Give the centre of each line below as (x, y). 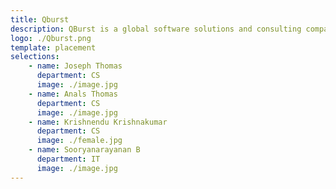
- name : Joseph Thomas (75, 66)
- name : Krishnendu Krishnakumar (98, 122)
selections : (35, 57)
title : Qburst (40, 19)
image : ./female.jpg (79, 141)
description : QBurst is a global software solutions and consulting (156, 29)
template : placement (53, 47)
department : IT (68, 159)
